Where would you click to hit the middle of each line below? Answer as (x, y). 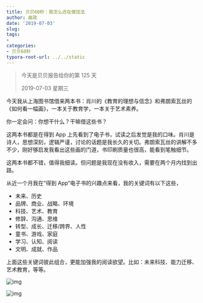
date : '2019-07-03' (31, 23)
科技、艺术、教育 (36, 211)
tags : (13, 35)
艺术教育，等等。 (28, 269)
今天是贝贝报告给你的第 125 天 (59, 75)
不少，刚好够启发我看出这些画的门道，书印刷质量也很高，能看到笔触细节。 (99, 149)
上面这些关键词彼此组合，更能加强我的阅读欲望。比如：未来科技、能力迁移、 (102, 262)
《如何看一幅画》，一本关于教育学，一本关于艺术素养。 (74, 108)
